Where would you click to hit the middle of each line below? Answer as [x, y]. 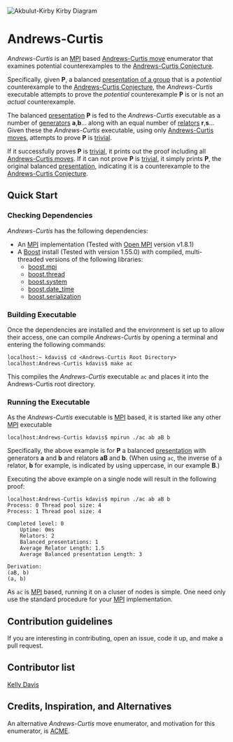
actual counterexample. [41, 101]
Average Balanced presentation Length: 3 [81, 554]
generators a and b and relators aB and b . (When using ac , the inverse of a [115, 458]
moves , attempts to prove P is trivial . [60, 137]
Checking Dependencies [50, 216]
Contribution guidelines [60, 621]
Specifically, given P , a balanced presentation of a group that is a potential [114, 79]
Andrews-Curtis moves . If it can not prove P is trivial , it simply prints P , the [114, 158]
